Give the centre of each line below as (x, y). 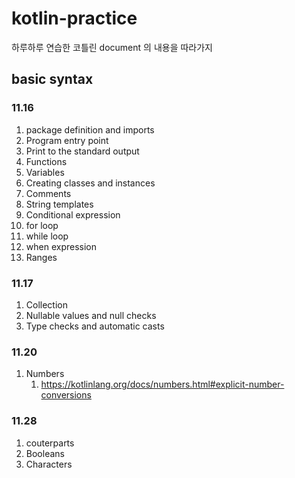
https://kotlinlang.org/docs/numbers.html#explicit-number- (162, 384)
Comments (48, 193)
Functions (46, 161)
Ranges (41, 257)
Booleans (45, 453)
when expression (61, 246)
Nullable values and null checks (91, 315)
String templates (59, 204)
